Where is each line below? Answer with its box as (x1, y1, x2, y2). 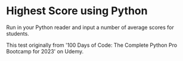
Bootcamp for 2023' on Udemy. (6, 47, 84, 54)
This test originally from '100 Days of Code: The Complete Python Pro (6, 41, 178, 49)
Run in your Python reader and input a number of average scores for (6, 24, 174, 31)
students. (6, 30, 30, 37)
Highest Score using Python (6, 4, 148, 18)
